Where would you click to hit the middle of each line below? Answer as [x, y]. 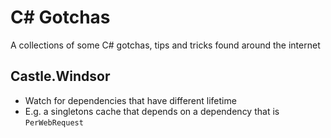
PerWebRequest [54, 122]
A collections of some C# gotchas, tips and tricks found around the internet [165, 45]
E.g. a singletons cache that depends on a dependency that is [152, 111]
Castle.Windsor [60, 76]
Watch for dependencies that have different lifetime [130, 100]
